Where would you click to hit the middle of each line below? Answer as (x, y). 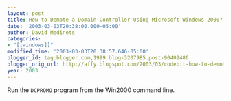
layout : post (26, 13)
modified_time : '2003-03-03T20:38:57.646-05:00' (78, 52)
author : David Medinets (41, 32)
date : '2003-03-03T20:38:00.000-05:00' (64, 26)
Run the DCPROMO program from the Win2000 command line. (91, 90)
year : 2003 (23, 70)
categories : (24, 39)
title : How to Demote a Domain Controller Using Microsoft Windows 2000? (115, 20)
